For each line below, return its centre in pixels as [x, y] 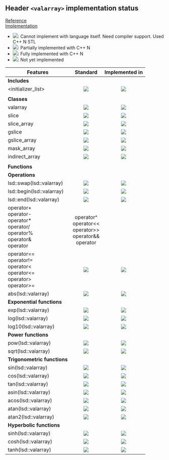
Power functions [28, 335]
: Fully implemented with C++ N [50, 54]
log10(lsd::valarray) [31, 327]
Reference [16, 20]
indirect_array [24, 156]
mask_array [21, 148]
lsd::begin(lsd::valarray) [36, 191]
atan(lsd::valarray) [30, 408]
